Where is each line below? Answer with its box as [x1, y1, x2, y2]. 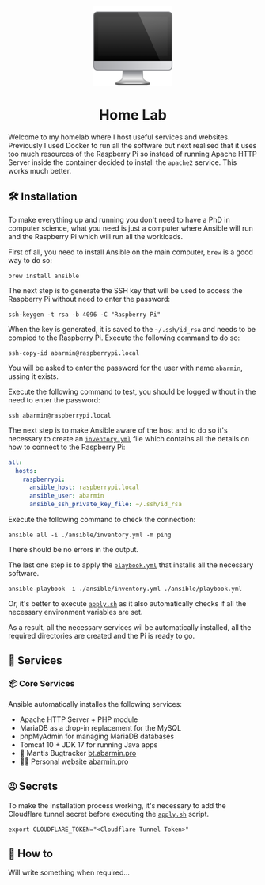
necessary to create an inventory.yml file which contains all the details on [8, 433, 250, 443]
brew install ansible [8, 272, 80, 280]
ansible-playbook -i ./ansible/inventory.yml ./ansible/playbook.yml [8, 585, 243, 593]
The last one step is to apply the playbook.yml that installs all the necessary [8, 560, 254, 570]
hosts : [15, 467, 37, 475]
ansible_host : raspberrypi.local [28, 483, 140, 492]
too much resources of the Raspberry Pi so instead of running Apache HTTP [8, 149, 257, 158]
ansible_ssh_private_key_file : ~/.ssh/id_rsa [28, 501, 182, 509]
